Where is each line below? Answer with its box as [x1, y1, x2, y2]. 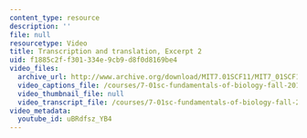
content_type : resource [9, 13, 101, 23]
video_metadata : [9, 106, 71, 115]
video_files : [9, 64, 59, 74]
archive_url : [17, 73, 68, 82]
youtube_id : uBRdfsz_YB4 [17, 114, 112, 123]
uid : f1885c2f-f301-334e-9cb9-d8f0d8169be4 [9, 55, 178, 64]
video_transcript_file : [17, 97, 108, 107]
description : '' [9, 22, 71, 31]
